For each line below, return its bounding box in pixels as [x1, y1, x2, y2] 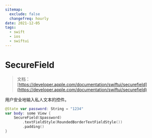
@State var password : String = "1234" [5, 106, 84, 111]
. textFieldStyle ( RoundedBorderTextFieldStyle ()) [22, 120, 123, 125]
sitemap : [5, 7, 23, 12]
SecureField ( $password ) [14, 115, 62, 120]
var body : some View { [5, 111, 51, 116]
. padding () [22, 124, 45, 129]
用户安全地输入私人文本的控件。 [5, 96, 69, 102]
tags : [5, 25, 16, 30]
